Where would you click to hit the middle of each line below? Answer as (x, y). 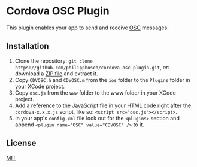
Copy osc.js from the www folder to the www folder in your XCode (96, 92)
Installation (28, 46)
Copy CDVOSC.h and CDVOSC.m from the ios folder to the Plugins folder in (102, 80)
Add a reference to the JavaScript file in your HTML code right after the (103, 105)
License (21, 143)
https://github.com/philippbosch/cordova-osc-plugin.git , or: (92, 67)
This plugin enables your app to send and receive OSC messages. (87, 28)
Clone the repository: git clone (54, 60)
